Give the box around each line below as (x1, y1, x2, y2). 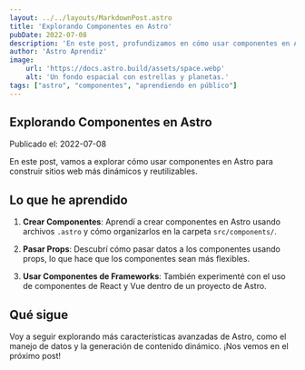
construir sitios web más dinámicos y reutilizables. (9, 165, 198, 177)
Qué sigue (9, 306, 69, 323)
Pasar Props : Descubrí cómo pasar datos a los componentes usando (22, 244, 281, 255)
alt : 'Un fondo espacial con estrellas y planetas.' (25, 73, 230, 82)
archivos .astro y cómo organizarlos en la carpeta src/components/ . (22, 226, 277, 237)
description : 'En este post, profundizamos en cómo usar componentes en (9, 38, 290, 48)
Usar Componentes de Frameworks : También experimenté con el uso (22, 271, 286, 282)
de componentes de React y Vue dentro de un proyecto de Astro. (22, 281, 267, 292)
